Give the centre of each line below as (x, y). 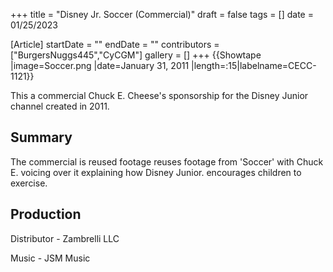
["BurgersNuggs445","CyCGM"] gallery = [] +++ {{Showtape (136, 55)
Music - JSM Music (50, 258)
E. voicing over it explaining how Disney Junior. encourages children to (156, 172)
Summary (41, 137)
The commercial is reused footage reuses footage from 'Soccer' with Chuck (167, 161)
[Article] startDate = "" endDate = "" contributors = (115, 44)
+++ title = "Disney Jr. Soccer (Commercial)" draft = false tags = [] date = (162, 14)
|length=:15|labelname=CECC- (254, 65)
